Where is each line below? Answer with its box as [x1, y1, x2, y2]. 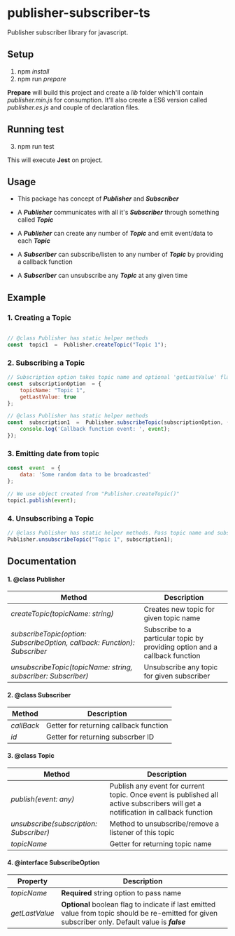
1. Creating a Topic [7, 312, 71, 322]
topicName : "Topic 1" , [20, 387, 86, 394]
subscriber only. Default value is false [61, 917, 186, 927]
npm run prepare [17, 74, 66, 83]
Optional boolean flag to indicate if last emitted [61, 900, 216, 909]
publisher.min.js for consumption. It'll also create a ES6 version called [7, 95, 208, 104]
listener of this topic [109, 827, 175, 837]
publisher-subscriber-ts [7, 5, 150, 21]
